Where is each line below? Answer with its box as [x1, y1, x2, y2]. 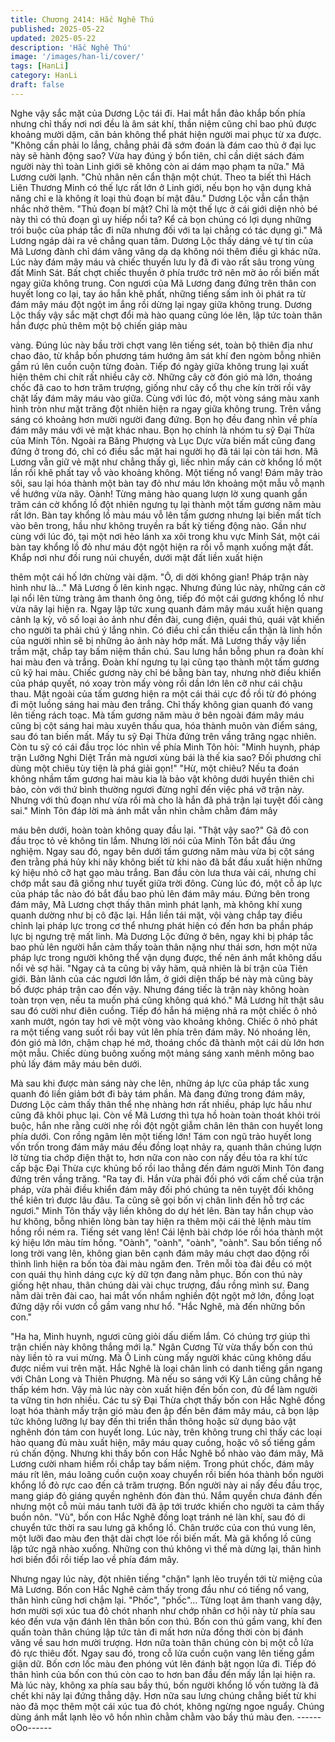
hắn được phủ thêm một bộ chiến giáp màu [10, 319, 188, 331]
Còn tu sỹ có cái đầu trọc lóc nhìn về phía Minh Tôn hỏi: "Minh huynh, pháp [10, 741, 321, 753]
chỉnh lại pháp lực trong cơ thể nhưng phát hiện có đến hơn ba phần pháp [10, 919, 314, 931]
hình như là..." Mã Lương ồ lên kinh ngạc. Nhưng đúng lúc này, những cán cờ [10, 581, 326, 593]
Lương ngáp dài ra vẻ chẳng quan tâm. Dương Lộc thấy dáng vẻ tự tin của [10, 234, 314, 246]
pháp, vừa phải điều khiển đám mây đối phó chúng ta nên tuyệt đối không [10, 1183, 315, 1195]
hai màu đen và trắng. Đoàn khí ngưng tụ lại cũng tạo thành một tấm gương [10, 656, 320, 668]
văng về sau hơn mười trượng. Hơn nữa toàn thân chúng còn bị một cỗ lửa [10, 1636, 314, 1648]
